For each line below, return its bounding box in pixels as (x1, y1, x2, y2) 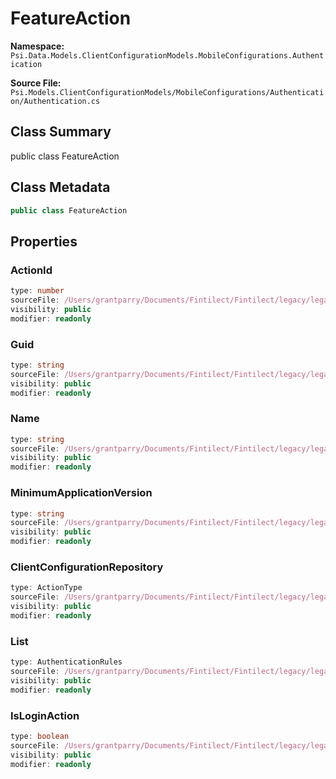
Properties (10, 233, 78, 250)
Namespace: (10, 40, 65, 52)
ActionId (10, 263, 53, 277)
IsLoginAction (10, 708, 80, 722)
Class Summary (10, 123, 112, 141)
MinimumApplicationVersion (10, 486, 153, 500)
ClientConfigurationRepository (10, 560, 164, 574)
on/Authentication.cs (10, 96, 101, 106)
